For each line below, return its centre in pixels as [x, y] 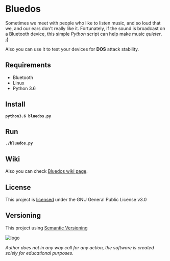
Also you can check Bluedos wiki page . [46, 171]
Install [15, 104]
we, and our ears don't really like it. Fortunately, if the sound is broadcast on [85, 28]
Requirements [28, 65]
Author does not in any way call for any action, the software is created [80, 247]
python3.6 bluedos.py [28, 116]
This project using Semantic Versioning [46, 228]
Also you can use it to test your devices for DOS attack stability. [72, 49]
